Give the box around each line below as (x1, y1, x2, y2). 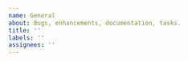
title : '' (8, 26, 42, 34)
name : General (8, 11, 56, 20)
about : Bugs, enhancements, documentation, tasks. (8, 19, 182, 27)
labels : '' (8, 33, 45, 42)
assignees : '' (8, 41, 56, 49)
